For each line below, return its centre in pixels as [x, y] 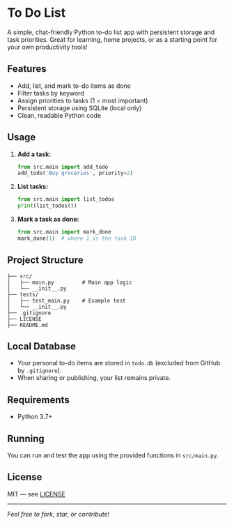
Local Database [42, 347]
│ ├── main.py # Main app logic [70, 282]
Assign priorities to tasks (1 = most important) [83, 100]
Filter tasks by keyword [51, 93]
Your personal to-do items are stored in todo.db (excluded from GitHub [119, 363]
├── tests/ [23, 294]
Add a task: [34, 154]
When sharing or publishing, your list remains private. [94, 378]
